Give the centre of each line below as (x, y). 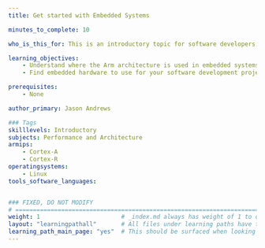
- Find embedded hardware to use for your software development (130, 73)
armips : (21, 145)
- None (33, 94)
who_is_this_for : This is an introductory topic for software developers (132, 44)
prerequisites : (33, 87)
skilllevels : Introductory (52, 130)
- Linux (35, 174)
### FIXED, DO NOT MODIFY (50, 202)
